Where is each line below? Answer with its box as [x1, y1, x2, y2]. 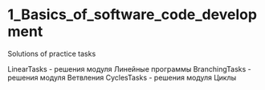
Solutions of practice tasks [7, 49, 96, 58]
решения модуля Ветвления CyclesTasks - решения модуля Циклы [7, 72, 237, 82]
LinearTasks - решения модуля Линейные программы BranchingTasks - [7, 64, 252, 73]
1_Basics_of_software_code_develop [7, 6, 258, 24]
